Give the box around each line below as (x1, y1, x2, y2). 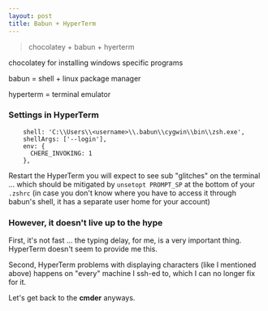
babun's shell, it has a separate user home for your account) (8, 196, 211, 206)
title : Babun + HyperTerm (8, 20, 96, 28)
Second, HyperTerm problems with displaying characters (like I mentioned (8, 260, 257, 269)
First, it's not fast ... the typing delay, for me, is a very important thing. (8, 235, 242, 245)
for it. (8, 278, 27, 287)
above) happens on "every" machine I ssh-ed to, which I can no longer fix (8, 269, 256, 278)
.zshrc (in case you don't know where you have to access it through (8, 188, 237, 198)
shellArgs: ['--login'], (23, 135, 107, 143)
